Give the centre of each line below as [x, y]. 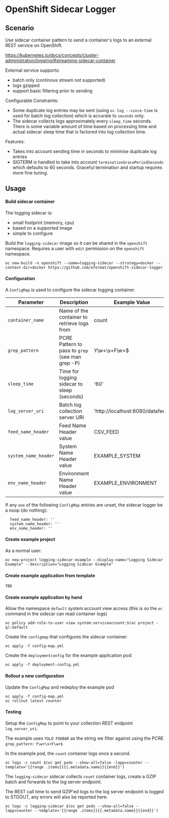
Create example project [30, 539]
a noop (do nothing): [26, 510]
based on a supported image [42, 228]
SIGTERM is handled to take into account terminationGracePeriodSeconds [88, 162]
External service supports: [32, 70]
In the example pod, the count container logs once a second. [68, 753]
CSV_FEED [106, 431]
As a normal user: [23, 551]
